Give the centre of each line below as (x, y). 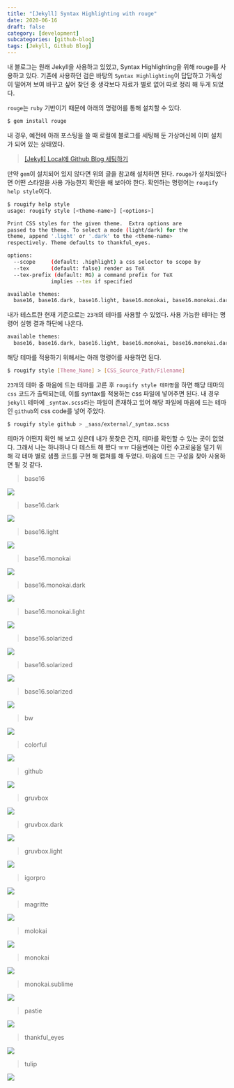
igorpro (35, 877)
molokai (36, 931)
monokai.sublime (49, 984)
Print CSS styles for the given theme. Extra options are (95, 223)
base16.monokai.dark (55, 585)
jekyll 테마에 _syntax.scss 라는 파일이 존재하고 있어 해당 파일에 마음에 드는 (110, 402)
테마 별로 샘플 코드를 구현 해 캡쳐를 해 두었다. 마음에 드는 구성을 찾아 (115, 456)
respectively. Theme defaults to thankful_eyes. (79, 243)
